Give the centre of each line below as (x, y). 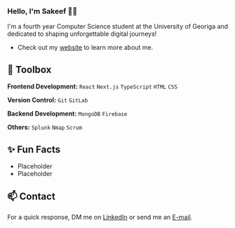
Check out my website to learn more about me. (85, 48)
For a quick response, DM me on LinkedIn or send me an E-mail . (100, 217)
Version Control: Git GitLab (48, 100)
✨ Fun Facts (34, 149)
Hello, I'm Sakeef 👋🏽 (42, 11)
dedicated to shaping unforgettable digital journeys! (82, 34)
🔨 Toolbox (29, 69)
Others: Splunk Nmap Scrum (45, 127)
